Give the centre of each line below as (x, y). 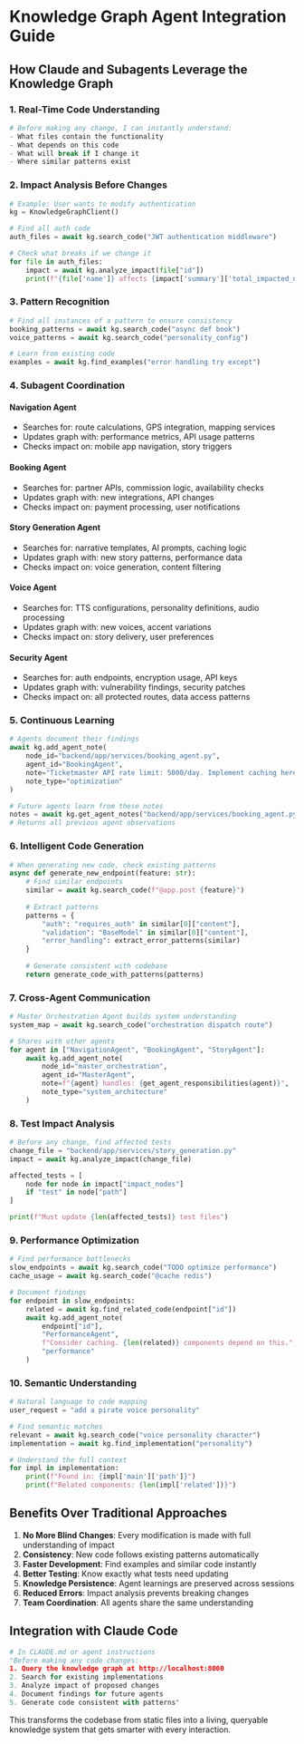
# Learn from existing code (62, 354)
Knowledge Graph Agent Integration (148, 17)
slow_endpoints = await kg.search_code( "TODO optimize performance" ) (143, 1268)
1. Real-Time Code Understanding (85, 109)
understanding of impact (68, 1545)
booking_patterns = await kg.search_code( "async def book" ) (125, 329)
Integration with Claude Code (94, 1631)
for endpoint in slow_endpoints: (72, 1301)
